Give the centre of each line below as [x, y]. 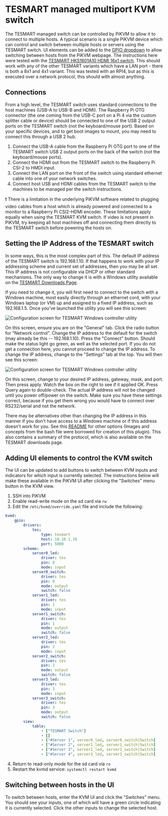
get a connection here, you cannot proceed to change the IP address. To [80, 349]
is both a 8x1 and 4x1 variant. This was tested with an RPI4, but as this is [80, 71]
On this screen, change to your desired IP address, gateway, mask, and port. [84, 379]
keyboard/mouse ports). [37, 157]
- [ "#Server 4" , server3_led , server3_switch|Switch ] [98, 754]
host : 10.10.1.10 [59, 539]
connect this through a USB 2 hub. [41, 136]
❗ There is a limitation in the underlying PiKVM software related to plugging [82, 199]
